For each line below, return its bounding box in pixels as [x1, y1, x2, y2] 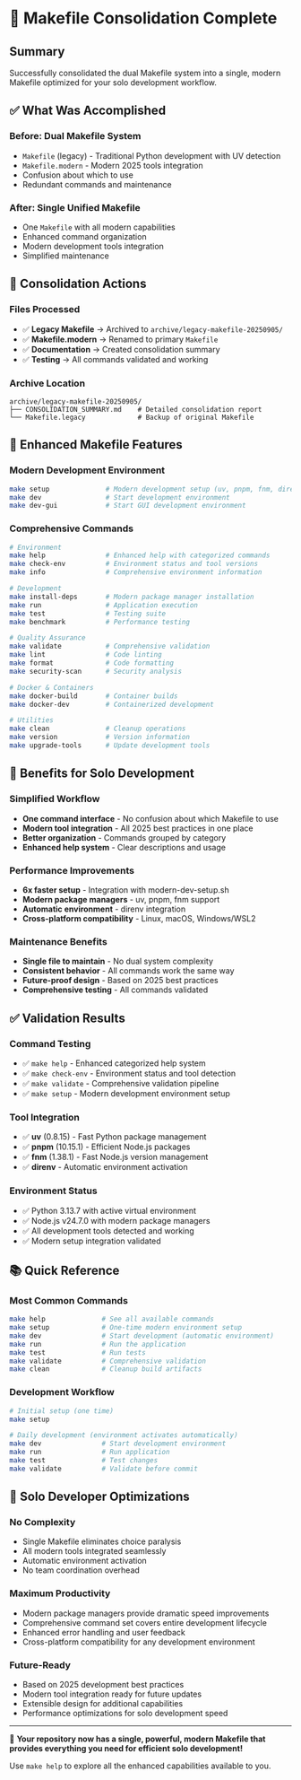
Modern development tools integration [21, 240, 164, 251]
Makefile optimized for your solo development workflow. [9, 77, 217, 88]
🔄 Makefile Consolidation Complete [9, 8, 278, 29]
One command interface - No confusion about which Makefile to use [21, 813, 279, 824]
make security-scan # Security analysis [9, 667, 182, 676]
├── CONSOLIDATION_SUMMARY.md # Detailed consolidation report [9, 405, 262, 414]
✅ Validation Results [9, 1010, 125, 1025]
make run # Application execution [9, 600, 199, 609]
